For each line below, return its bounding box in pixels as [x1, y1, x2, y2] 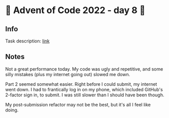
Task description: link [5, 38, 50, 44]
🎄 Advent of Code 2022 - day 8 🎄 [5, 5, 146, 16]
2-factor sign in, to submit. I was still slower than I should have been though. [5, 92, 164, 98]
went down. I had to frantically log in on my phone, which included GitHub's [5, 86, 163, 92]
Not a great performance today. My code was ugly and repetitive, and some [5, 66, 163, 72]
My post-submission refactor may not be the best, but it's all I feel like [5, 101, 151, 107]
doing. [5, 107, 19, 113]
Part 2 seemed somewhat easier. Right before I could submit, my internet [5, 81, 157, 87]
